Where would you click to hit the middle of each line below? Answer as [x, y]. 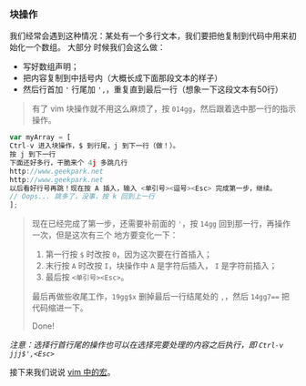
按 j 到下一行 [33, 155]
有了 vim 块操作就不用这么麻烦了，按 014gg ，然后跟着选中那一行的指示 [163, 109]
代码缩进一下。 [60, 308]
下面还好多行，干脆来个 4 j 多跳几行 [69, 163]
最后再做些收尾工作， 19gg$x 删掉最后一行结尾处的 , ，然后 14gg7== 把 [160, 297]
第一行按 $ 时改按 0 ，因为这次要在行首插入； [128, 254]
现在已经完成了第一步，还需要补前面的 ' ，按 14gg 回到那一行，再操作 [161, 224]
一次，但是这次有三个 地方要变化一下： [105, 235]
